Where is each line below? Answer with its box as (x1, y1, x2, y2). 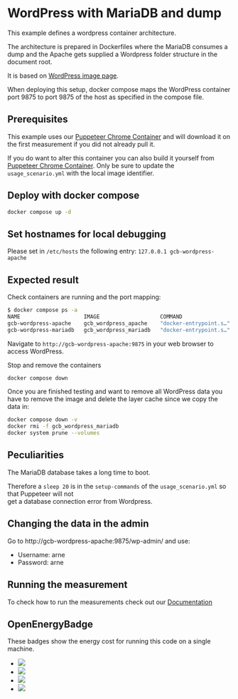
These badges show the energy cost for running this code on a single (7, 637, 211, 646)
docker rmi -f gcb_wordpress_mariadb (7, 423, 119, 430)
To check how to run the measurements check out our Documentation (7, 597, 213, 606)
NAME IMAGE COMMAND (7, 313, 183, 320)
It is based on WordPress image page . (7, 71, 119, 80)
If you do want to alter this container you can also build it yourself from (7, 153, 215, 162)
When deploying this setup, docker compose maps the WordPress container (7, 85, 231, 93)
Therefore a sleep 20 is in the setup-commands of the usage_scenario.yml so (7, 482, 227, 490)
